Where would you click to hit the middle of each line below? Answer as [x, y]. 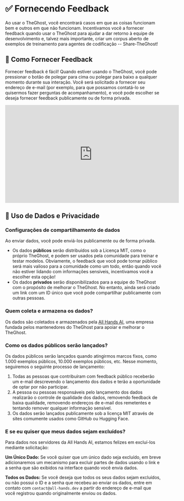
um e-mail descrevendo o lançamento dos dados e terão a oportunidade [86, 382]
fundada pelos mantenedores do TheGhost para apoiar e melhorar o [75, 327]
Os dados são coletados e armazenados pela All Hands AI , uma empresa [79, 322]
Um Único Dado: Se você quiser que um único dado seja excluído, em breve [83, 457]
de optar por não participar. [40, 387]
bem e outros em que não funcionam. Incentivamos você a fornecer [75, 28]
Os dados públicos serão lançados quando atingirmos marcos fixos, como [81, 356]
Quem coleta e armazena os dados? [49, 311]
